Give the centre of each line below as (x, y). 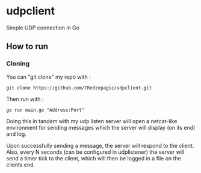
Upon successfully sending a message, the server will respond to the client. (100, 145)
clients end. (21, 165)
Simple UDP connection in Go (43, 28)
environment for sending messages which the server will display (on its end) (101, 127)
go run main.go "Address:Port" (45, 110)
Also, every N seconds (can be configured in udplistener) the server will (95, 152)
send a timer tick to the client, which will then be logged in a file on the (94, 158)
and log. (17, 134)
